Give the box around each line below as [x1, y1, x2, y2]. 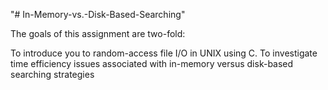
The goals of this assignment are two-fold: [10, 28, 186, 39]
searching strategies [10, 69, 95, 80]
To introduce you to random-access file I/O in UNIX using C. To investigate [10, 47, 318, 59]
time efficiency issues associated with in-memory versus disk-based [10, 58, 294, 69]
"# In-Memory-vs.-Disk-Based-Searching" [10, 9, 186, 20]
